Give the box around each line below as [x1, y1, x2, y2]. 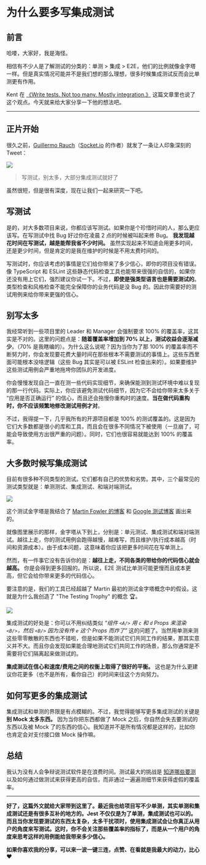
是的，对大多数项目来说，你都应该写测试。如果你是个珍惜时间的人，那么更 [6, 223, 194, 231]
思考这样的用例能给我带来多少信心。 [17, 832, 109, 840]
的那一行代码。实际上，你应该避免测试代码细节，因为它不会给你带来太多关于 [6, 387, 200, 394]
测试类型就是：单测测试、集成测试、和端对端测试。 [6, 483, 135, 491]
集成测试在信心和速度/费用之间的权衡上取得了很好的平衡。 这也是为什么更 [6, 663, 193, 670]
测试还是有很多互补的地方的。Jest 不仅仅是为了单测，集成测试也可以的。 [11, 810, 196, 817]
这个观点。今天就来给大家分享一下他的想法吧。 [6, 99, 124, 106]
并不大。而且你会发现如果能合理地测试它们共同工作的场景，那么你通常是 [11, 642, 194, 650]
